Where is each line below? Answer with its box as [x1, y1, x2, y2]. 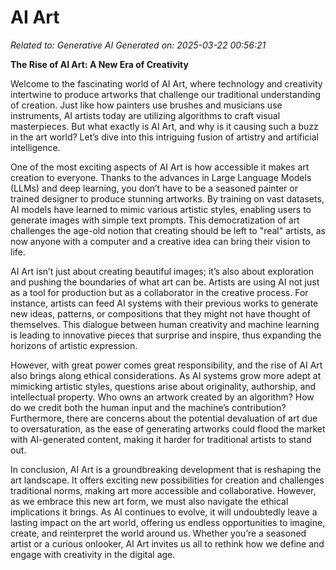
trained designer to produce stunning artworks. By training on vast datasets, [10, 192, 325, 205]
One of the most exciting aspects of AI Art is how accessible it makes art [10, 161, 310, 173]
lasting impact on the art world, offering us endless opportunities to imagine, [10, 516, 326, 528]
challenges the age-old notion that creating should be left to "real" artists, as [10, 224, 326, 236]
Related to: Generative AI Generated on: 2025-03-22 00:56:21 [10, 39, 267, 51]
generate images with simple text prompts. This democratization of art [10, 214, 300, 226]
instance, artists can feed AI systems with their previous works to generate [10, 297, 319, 309]
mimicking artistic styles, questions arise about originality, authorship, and [10, 380, 317, 392]
